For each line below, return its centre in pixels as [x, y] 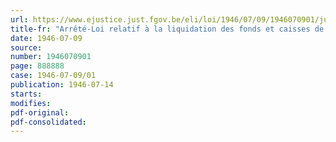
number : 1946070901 [51, 57]
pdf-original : [40, 112]
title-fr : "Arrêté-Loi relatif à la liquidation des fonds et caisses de [167, 29]
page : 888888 [37, 66]
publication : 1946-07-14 [62, 85]
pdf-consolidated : [48, 122]
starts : [26, 94]
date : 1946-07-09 [46, 38]
